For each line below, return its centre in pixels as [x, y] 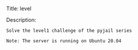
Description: [21, 20]
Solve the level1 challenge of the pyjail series [69, 31]
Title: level [19, 9]
